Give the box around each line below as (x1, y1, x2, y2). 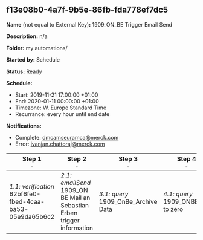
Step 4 (176, 154, 196, 163)
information (60, 224, 94, 232)
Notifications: (6, 122, 42, 129)
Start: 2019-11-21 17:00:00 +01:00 (14, 91, 98, 99)
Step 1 (22, 154, 42, 163)
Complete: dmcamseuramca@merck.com (14, 134, 119, 141)
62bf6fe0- (9, 190, 41, 198)
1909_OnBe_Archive (98, 197, 158, 206)
